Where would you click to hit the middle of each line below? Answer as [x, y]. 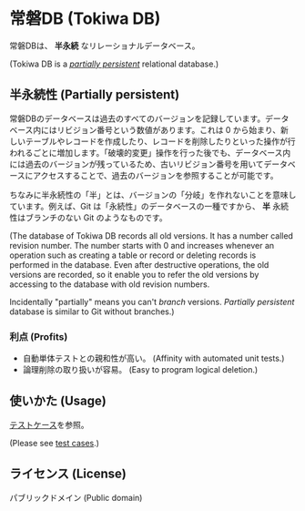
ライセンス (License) [68, 474]
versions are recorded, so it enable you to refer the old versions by [134, 274]
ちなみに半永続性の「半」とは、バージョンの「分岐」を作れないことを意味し [153, 194]
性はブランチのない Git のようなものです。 [88, 217]
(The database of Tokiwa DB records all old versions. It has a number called [152, 235]
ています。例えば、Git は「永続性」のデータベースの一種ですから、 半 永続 [149, 206]
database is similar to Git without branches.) [92, 312]
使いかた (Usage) [58, 401]
